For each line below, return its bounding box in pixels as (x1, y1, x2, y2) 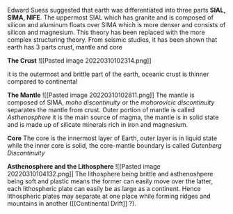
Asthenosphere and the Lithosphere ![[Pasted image (7, 162, 161, 170)
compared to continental (7, 77, 78, 86)
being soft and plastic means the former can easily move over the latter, (7, 177, 214, 185)
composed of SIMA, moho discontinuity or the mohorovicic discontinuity (7, 98, 215, 107)
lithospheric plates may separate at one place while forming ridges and (7, 192, 211, 200)
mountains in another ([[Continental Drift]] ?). (7, 199, 137, 208)
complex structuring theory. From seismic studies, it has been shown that (7, 36, 218, 44)
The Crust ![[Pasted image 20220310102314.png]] (7, 56, 152, 65)
